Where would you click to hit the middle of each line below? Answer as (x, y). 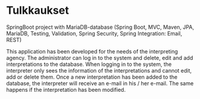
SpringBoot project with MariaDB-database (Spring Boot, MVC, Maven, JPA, (100, 27)
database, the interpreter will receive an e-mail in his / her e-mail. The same (100, 83)
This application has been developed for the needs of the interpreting (92, 51)
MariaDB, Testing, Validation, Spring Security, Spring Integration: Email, (94, 33)
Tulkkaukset (38, 10)
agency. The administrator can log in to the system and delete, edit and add (100, 58)
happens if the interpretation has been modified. (66, 89)
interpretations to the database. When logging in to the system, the (89, 64)
